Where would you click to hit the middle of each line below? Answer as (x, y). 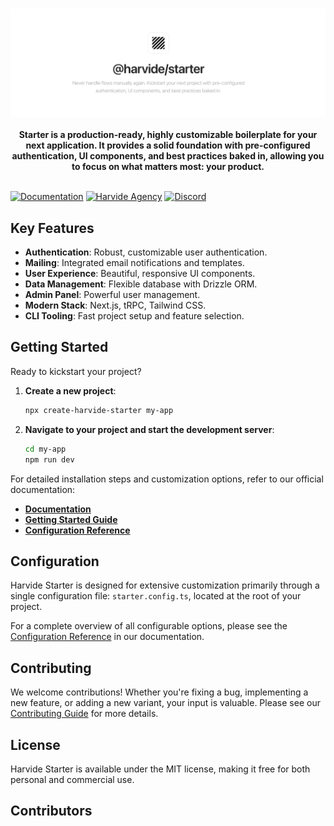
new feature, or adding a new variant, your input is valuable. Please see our (165, 703)
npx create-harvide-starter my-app (99, 410)
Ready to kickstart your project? (76, 371)
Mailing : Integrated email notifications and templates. (134, 263)
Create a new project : (70, 390)
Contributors (51, 811)
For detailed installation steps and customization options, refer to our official (167, 479)
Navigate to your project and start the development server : (149, 429)
